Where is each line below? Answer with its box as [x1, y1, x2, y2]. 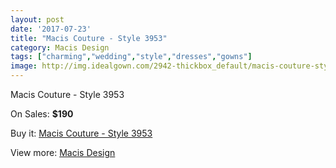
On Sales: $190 [10, 108, 74, 120]
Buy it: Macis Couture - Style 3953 [10, 127, 153, 139]
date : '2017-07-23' [10, 24, 92, 34]
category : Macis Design [10, 42, 110, 53]
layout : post [10, 14, 65, 25]
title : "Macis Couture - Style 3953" [10, 33, 168, 43]
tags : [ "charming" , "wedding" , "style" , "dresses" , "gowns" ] [10, 52, 253, 62]
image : [10, 61, 38, 71]
